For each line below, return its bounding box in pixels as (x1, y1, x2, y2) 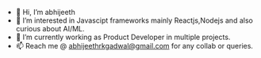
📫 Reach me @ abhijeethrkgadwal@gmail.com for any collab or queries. (15, 42, 254, 50)
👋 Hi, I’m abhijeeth (15, 8, 75, 16)
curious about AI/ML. (15, 24, 85, 33)
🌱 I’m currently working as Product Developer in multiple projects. (15, 32, 231, 42)
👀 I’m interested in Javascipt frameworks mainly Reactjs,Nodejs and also (15, 16, 254, 25)
